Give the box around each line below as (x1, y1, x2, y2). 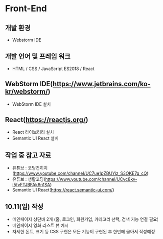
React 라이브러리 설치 (12, 129, 54, 135)
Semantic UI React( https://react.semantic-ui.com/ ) (12, 187, 115, 193)
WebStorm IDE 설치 (12, 101, 51, 107)
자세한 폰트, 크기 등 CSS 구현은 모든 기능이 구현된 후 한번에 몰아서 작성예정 (12, 229, 155, 235)
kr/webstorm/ (5, 88, 48, 96)
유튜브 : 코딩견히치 (12, 165, 48, 171)
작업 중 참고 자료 (5, 151, 51, 159)
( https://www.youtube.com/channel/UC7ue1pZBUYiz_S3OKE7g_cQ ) (12, 170, 149, 176)
